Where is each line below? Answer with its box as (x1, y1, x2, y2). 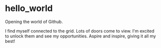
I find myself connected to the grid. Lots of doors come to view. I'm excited (5, 28, 155, 34)
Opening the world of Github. (5, 19, 63, 24)
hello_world (5, 3, 53, 14)
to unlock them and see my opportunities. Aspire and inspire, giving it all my (5, 33, 156, 39)
